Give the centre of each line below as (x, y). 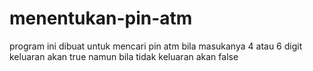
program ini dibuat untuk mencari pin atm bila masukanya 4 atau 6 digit (156, 46)
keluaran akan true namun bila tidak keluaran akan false (124, 56)
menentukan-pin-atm (101, 18)
